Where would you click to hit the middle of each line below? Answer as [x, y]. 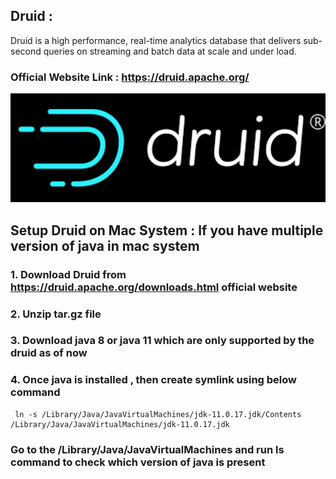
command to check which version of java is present [138, 462]
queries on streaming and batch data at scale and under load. [170, 51]
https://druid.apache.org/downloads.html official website [154, 287]
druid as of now [49, 353]
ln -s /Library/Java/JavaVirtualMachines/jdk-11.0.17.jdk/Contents [158, 414]
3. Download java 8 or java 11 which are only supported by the [162, 341]
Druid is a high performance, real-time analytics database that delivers [156, 40]
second [26, 51]
